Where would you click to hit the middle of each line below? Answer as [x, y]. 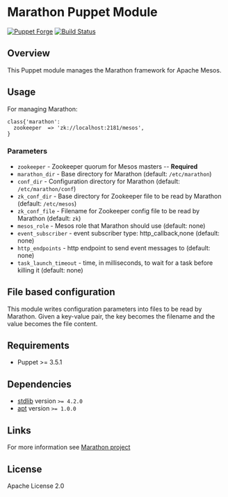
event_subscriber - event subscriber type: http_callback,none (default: [119, 233]
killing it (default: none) [50, 270]
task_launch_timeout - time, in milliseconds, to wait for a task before [115, 263]
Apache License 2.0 [36, 486]
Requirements [38, 346]
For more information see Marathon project [69, 448]
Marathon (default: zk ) [49, 218]
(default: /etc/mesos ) [47, 204]
